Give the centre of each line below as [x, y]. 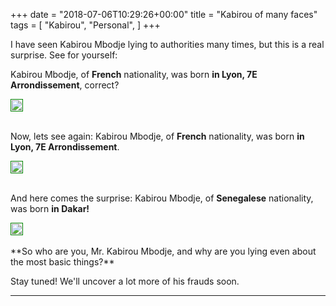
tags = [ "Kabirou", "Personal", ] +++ [85, 25]
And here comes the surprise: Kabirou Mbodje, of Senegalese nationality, [162, 198]
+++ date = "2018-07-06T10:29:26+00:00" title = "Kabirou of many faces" [164, 14]
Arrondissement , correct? [65, 85]
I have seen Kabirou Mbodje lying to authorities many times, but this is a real [167, 44]
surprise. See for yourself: [64, 55]
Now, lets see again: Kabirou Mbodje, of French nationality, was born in [157, 136]
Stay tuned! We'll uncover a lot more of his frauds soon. [125, 281]
